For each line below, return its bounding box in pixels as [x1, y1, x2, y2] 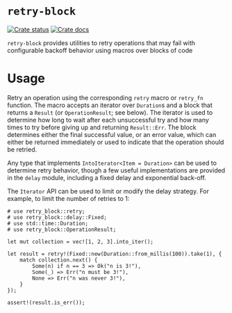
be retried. [7, 145, 38, 154]
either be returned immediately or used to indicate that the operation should [7, 138, 224, 146]
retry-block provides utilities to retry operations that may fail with [7, 38, 196, 47]
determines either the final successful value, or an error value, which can [7, 130, 217, 138]
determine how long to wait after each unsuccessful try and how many [7, 115, 210, 124]
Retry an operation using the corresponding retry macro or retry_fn [7, 93, 204, 102]
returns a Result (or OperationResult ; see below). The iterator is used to [7, 108, 213, 116]
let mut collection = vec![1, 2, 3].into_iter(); [7, 238, 154, 245]
